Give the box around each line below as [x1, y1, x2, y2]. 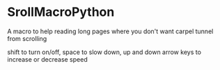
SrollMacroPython [7, 4, 115, 20]
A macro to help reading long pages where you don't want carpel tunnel [7, 27, 214, 35]
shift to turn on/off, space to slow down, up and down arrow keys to [7, 48, 202, 56]
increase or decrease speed [7, 55, 88, 63]
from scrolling [7, 34, 47, 42]
